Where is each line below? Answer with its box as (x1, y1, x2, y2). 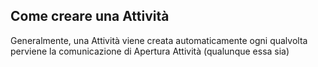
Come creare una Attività (10, 8, 170, 25)
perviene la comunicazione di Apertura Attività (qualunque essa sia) (10, 45, 290, 57)
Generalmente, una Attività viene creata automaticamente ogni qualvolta (10, 34, 308, 46)
